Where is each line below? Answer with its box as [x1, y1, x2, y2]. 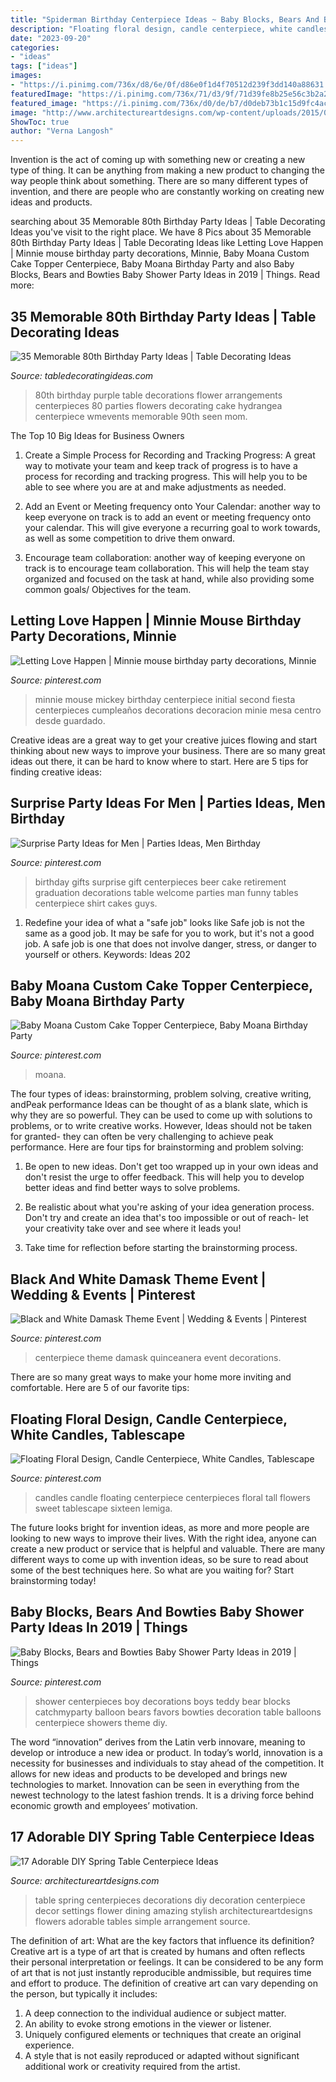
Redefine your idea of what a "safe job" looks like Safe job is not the [24, 916, 306, 928]
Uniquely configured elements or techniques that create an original [24, 2028, 302, 2040]
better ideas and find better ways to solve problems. [24, 1182, 241, 1194]
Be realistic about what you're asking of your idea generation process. [24, 1201, 315, 1213]
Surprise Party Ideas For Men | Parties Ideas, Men [10, 795, 326, 812]
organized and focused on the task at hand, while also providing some [24, 572, 315, 585]
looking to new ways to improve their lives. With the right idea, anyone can [10, 1532, 317, 1544]
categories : [10, 42, 60, 53]
